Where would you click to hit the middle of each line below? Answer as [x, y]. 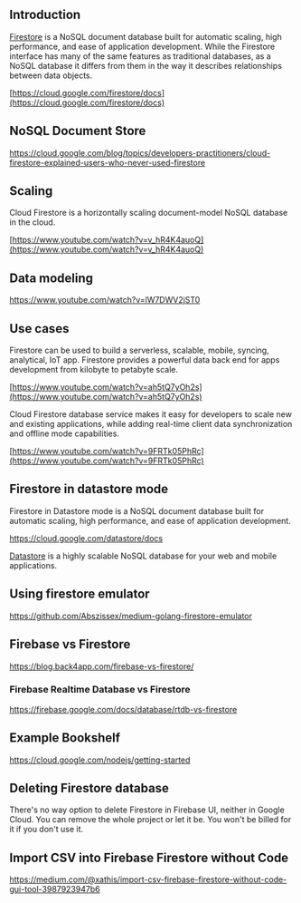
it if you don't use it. [47, 830]
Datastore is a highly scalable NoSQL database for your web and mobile [143, 556]
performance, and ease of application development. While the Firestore [142, 46]
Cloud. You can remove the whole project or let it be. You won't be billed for [150, 820]
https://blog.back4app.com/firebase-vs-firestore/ [102, 666]
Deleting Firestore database [89, 788]
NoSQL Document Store [78, 131]
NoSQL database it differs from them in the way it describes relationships [146, 65]
